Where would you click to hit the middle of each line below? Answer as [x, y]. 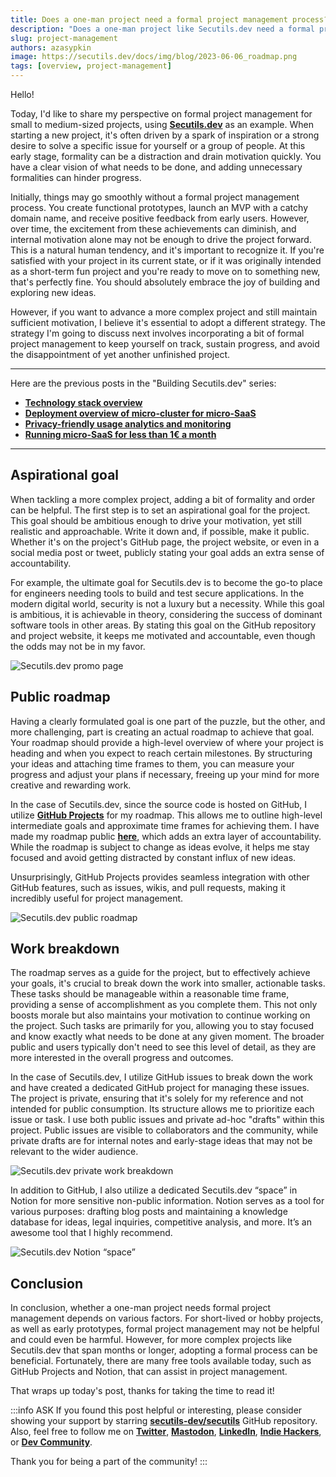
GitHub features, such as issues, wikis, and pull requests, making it [148, 887]
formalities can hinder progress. [76, 177]
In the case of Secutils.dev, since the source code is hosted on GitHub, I [159, 804]
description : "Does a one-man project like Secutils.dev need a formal [162, 29]
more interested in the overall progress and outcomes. [122, 1058]
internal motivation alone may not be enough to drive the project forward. [161, 239]
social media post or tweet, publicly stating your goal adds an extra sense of [167, 552]
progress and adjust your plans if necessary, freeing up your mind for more [165, 774]
